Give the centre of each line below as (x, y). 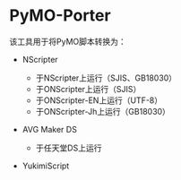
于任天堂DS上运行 (69, 148)
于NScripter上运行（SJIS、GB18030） (106, 78)
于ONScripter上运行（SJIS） (88, 89)
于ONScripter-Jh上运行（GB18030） (103, 111)
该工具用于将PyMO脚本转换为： (68, 41)
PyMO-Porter (60, 16)
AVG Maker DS (50, 129)
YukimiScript (46, 166)
